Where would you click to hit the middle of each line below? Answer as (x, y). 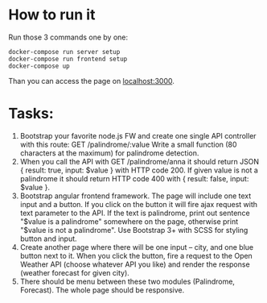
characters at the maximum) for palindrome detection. (109, 153)
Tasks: (31, 114)
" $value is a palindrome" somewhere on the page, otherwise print (129, 221)
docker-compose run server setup (64, 52)
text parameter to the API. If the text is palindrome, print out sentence (135, 213)
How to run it (52, 15)
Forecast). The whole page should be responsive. (102, 290)
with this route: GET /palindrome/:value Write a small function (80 (128, 144)
